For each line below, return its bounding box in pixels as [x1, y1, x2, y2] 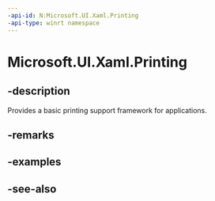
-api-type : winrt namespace [7, 19, 100, 27]
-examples [7, 155, 62, 169]
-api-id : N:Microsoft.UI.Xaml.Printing [7, 11, 139, 20]
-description [7, 85, 70, 98]
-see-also [7, 182, 57, 195]
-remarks [7, 128, 55, 142]
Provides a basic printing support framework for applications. [7, 105, 207, 115]
